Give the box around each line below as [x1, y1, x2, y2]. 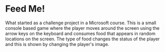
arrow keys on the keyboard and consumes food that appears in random [5, 30, 155, 36]
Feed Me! [5, 3, 45, 15]
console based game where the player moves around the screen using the [5, 25, 160, 31]
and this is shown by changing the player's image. [5, 41, 109, 47]
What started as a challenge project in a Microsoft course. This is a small [5, 20, 156, 26]
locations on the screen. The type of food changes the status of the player [5, 36, 160, 42]
